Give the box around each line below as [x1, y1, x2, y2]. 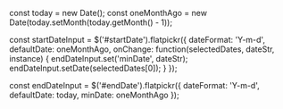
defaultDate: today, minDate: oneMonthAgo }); [9, 89, 180, 100]
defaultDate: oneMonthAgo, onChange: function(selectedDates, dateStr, [9, 44, 275, 54]
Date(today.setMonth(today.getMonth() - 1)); [9, 17, 172, 28]
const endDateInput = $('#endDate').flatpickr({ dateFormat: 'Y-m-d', [9, 80, 261, 90]
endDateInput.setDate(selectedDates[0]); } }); [9, 63, 178, 73]
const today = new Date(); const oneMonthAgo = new [9, 8, 208, 18]
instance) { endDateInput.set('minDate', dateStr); [9, 54, 188, 63]
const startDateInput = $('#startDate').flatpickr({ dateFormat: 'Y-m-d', [9, 35, 266, 45]
